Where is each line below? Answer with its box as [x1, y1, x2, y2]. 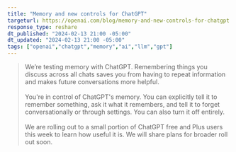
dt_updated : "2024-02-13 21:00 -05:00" [7, 37, 125, 44]
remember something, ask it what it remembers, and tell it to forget [24, 100, 220, 108]
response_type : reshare [7, 23, 78, 30]
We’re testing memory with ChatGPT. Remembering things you [24, 63, 208, 71]
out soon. [24, 138, 53, 146]
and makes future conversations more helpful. [24, 78, 159, 86]
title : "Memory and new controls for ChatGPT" [7, 10, 147, 18]
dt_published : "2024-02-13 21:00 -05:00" [7, 30, 132, 37]
